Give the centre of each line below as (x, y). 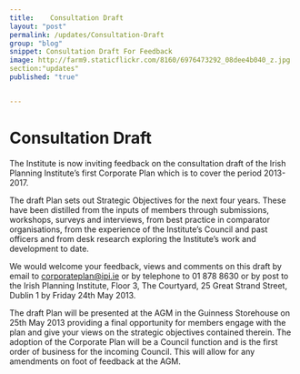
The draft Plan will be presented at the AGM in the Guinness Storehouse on (150, 313)
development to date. (49, 248)
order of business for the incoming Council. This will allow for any (132, 351)
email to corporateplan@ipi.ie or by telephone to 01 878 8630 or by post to (149, 276)
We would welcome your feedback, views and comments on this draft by (145, 266)
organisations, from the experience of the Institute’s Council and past (139, 229)
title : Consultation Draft (67, 18)
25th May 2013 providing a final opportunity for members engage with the (148, 322)
